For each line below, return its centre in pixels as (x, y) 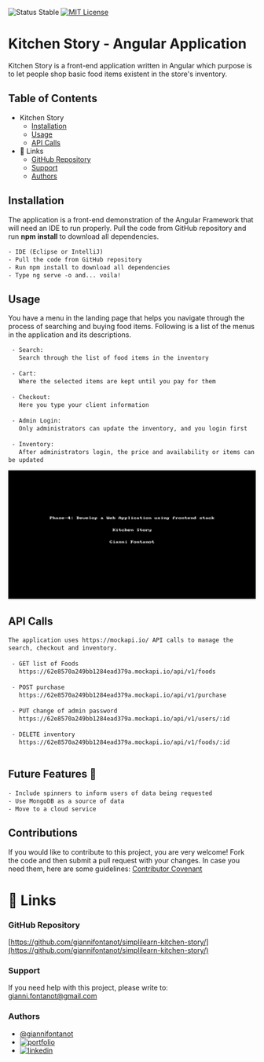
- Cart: (24, 374)
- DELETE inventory (44, 734)
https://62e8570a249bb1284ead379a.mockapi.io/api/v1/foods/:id (124, 742)
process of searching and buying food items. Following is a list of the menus (132, 327)
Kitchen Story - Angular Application (128, 44)
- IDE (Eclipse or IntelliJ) (56, 251)
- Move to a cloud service (52, 809)
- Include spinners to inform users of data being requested (110, 793)
